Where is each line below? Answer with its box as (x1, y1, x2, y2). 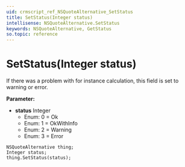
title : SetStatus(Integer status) (6, 14, 93, 20)
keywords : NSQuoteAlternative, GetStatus (6, 25, 112, 32)
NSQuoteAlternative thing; (6, 144, 74, 151)
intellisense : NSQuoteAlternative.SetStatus (6, 20, 120, 26)
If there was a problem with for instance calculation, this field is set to (6, 77, 179, 84)
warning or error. (6, 84, 48, 91)
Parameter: (6, 95, 35, 102)
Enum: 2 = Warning (24, 126, 72, 133)
